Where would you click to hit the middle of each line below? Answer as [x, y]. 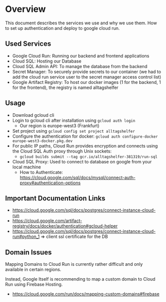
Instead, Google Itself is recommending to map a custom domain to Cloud [80, 279]
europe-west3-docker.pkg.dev [42, 141]
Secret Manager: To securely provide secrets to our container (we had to [86, 72]
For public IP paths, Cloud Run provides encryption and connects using [85, 146]
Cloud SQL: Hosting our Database [47, 61]
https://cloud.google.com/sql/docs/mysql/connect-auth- [78, 177]
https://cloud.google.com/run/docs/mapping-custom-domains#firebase [86, 294]
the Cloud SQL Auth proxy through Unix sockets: [62, 151]
